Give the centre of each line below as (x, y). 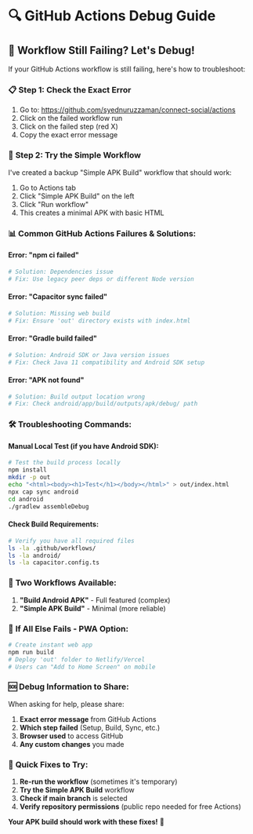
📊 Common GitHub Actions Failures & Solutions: (102, 233)
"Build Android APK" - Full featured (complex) (95, 600)
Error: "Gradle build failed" (53, 338)
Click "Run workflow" (54, 204)
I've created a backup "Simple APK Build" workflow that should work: (120, 172)
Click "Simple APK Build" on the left (77, 196)
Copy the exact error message (69, 135)
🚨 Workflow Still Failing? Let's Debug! (101, 50)
